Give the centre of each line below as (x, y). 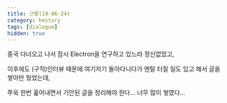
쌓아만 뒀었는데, (29, 78)
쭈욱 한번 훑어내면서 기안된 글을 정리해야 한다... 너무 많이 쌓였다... (96, 92)
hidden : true (26, 33)
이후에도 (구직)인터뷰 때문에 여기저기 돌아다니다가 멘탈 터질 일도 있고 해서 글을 (114, 69)
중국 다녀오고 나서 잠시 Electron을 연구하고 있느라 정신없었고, (91, 54)
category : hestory (34, 20)
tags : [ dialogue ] (32, 27)
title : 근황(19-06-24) (39, 14)
